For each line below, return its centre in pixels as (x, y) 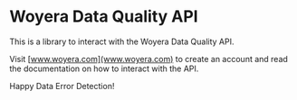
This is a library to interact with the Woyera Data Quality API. (122, 41)
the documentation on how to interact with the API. (104, 68)
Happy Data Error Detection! (62, 86)
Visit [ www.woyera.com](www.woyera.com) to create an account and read (148, 59)
